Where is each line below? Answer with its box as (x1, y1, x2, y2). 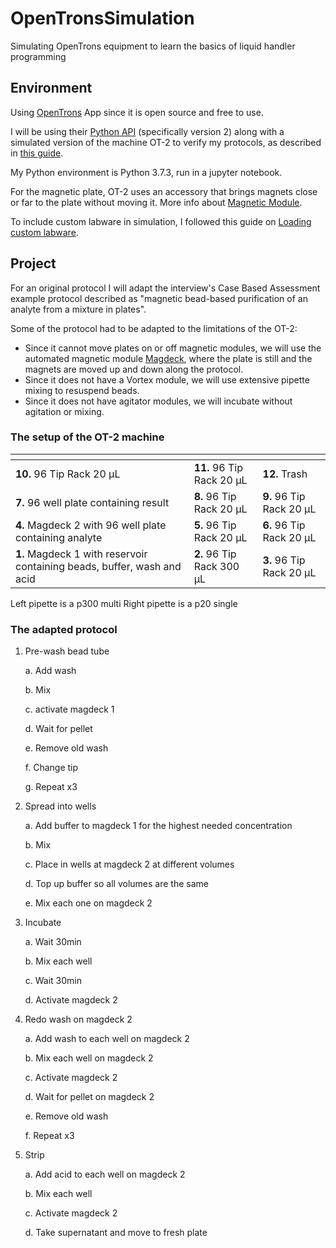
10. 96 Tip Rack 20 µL (15, 467, 121, 481)
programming (10, 50, 67, 62)
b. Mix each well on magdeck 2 (24, 1052, 154, 1064)
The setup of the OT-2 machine (10, 430, 165, 444)
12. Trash (262, 467, 308, 481)
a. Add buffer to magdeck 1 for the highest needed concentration (24, 820, 293, 832)
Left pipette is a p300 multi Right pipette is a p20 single (10, 597, 238, 609)
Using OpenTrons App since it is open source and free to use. (10, 106, 264, 118)
